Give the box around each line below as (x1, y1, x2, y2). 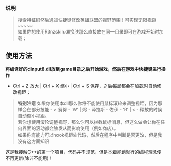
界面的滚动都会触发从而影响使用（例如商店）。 (22, 125, 119, 131)
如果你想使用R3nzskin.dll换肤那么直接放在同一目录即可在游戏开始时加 (17, 29, 164, 35)
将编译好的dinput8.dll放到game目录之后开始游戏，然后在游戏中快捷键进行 (5, 66, 161, 72)
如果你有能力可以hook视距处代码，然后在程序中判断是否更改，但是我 (17, 132, 162, 138)
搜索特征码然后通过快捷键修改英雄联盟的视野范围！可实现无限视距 (17, 17, 156, 23)
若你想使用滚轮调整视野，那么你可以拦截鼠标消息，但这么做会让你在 (17, 119, 161, 125)
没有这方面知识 (17, 138, 49, 144)
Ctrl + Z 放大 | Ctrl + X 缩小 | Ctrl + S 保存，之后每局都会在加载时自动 (12, 83, 157, 89)
